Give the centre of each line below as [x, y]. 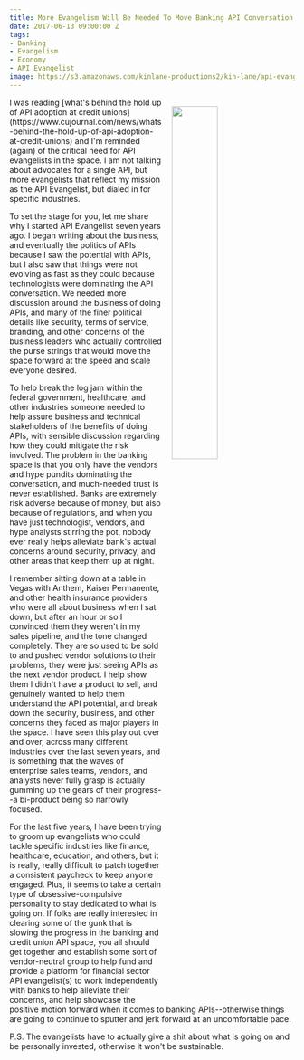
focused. [26, 809]
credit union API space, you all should [80, 941]
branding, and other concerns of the [77, 331]
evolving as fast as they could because [82, 273]
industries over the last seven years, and [85, 751]
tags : [19, 34]
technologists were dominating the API [81, 283]
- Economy [28, 60]
